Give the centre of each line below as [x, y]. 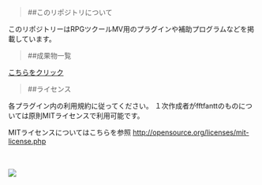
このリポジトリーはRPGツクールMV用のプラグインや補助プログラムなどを [128, 29]
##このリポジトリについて [70, 12]
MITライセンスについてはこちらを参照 [70, 132]
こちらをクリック [36, 72]
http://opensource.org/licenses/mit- [191, 132]
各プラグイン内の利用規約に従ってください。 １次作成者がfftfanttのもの [124, 106]
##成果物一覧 [49, 55]
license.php [27, 141]
